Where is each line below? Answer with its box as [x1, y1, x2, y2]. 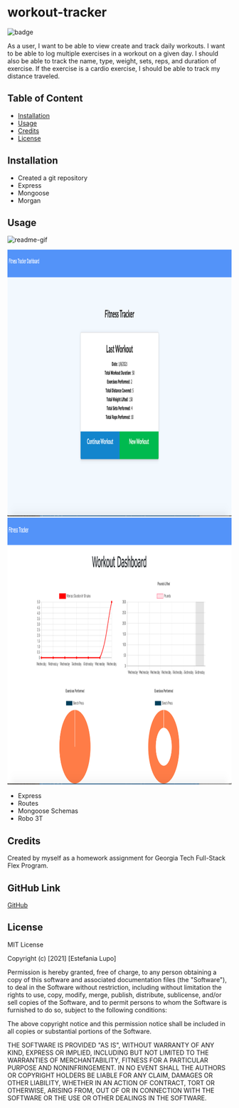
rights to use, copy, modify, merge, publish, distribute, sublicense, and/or [7, 990, 222, 999]
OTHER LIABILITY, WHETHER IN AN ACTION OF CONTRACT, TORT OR [7, 1078, 215, 1087]
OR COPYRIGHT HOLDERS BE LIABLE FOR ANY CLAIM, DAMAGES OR [7, 1071, 213, 1080]
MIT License [7, 940, 44, 949]
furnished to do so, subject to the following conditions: [7, 1006, 167, 1014]
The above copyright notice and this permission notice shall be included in [7, 1019, 225, 1028]
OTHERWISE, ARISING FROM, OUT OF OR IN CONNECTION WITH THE [7, 1086, 215, 1094]
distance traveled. [7, 72, 60, 80]
